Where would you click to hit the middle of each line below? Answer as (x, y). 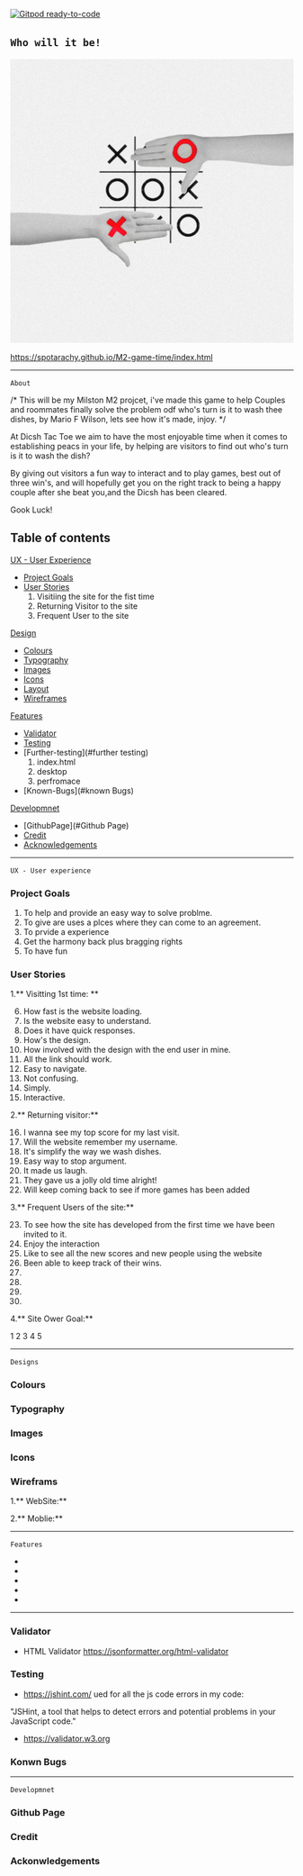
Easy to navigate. (55, 1069)
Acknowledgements (60, 844)
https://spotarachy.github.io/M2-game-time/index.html (112, 357)
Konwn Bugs (38, 1762)
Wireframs (34, 1482)
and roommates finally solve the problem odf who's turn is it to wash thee (146, 409)
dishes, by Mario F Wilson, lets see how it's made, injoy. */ (118, 419)
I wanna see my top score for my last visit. (101, 1133)
